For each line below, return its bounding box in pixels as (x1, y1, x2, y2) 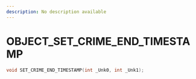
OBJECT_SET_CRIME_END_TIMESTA (6, 34, 191, 48)
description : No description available (6, 8, 107, 15)
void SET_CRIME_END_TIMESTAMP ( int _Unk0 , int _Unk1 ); (6, 67, 145, 73)
